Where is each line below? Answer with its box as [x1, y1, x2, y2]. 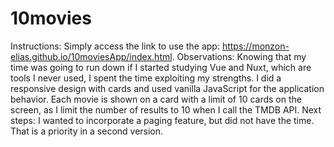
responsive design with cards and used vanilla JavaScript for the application [10, 82, 325, 94]
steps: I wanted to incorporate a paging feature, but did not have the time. [10, 114, 315, 126]
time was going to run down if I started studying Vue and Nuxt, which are [10, 61, 312, 73]
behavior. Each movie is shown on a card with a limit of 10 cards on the [10, 93, 302, 105]
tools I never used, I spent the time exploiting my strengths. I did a [10, 72, 282, 84]
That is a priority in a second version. [10, 125, 164, 137]
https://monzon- [221, 40, 290, 52]
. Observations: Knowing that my [171, 50, 307, 62]
